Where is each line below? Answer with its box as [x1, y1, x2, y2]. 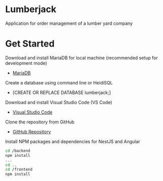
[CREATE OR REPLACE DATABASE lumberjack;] [12, 89, 111, 96]
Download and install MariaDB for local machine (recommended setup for [5, 55, 158, 61]
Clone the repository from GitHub [5, 119, 75, 125]
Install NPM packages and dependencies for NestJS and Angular [5, 138, 140, 145]
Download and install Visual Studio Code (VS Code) [5, 99, 113, 105]
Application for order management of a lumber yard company [5, 20, 133, 26]
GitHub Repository [12, 128, 51, 134]
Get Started [5, 38, 55, 50]
